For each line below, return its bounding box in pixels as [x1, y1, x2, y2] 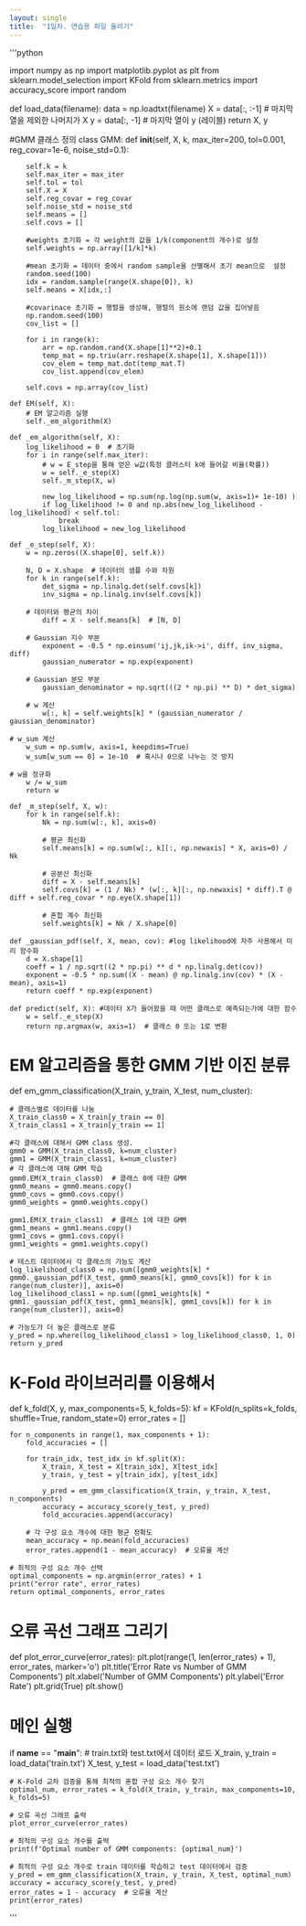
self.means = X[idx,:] [26, 285, 112, 294]
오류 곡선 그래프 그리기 [9, 1621, 169, 1642]
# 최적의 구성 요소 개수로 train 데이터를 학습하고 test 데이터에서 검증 [9, 1862, 248, 1872]
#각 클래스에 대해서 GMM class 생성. [9, 1139, 134, 1148]
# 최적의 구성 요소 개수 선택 [9, 1564, 103, 1573]
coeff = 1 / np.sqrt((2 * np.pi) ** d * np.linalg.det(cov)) [26, 962, 263, 972]
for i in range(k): [26, 335, 100, 344]
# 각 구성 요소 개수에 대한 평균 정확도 [26, 1528, 153, 1538]
